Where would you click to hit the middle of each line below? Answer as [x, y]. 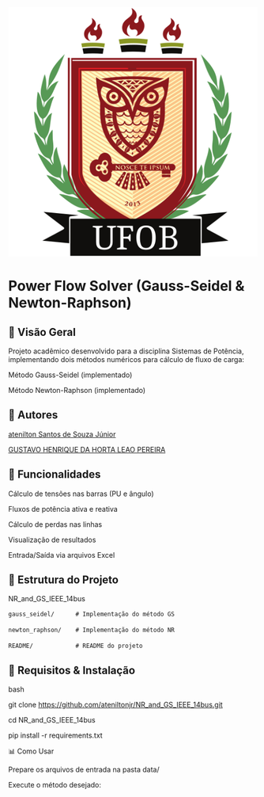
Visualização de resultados [52, 540]
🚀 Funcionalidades [55, 475]
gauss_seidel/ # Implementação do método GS [92, 614]
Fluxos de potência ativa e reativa [63, 509]
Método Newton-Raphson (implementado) [77, 390]
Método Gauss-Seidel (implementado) [70, 375]
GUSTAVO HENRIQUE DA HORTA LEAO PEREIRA [87, 449]
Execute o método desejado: [55, 785]
